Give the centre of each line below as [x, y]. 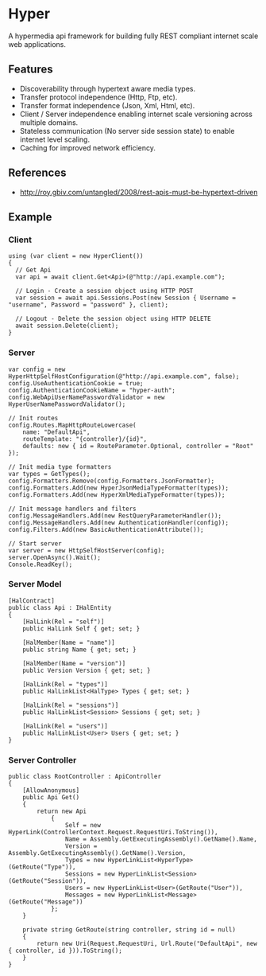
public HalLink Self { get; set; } [81, 629]
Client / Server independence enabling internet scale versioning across [136, 114]
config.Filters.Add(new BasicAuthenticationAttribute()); [106, 529]
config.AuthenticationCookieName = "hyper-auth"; [92, 390]
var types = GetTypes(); [49, 474]
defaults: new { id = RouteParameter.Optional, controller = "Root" [138, 446]
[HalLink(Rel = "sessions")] [71, 705]
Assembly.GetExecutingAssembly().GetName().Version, [97, 853]
